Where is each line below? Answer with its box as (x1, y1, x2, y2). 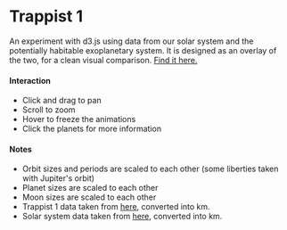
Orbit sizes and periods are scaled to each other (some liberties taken (21, 163, 279, 175)
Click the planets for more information (21, 123, 162, 135)
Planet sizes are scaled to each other (21, 183, 159, 193)
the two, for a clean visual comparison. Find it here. (9, 54, 198, 65)
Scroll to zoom (21, 104, 76, 115)
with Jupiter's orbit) (21, 173, 95, 184)
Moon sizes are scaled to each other (21, 192, 157, 202)
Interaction (9, 75, 52, 86)
